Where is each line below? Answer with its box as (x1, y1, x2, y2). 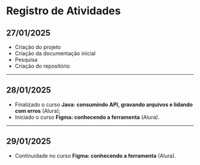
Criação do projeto (14, 43, 61, 50)
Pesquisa (14, 56, 37, 63)
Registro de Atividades (6, 4, 121, 18)
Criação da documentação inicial (14, 50, 96, 57)
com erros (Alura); (14, 107, 61, 114)
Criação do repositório (14, 62, 70, 69)
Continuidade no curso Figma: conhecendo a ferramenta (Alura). (14, 152, 177, 159)
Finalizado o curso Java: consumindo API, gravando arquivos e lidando (14, 101, 193, 108)
